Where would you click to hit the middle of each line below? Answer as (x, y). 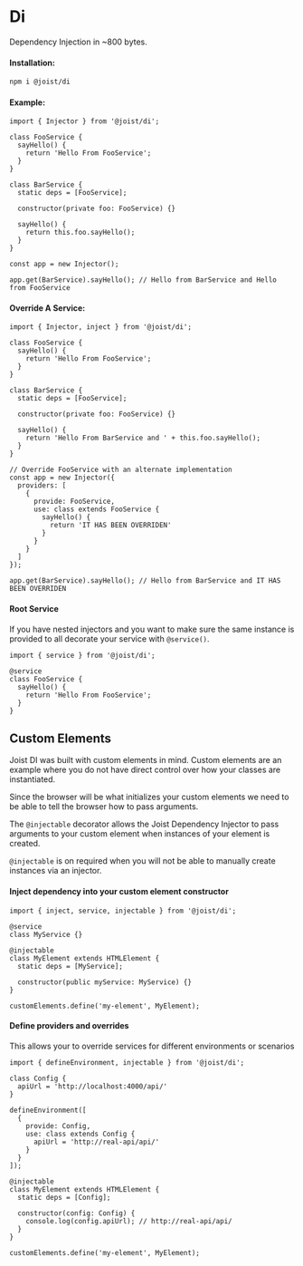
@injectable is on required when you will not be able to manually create (142, 861)
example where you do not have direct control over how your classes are (145, 770)
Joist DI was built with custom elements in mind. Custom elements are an (146, 760)
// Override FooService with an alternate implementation (121, 470)
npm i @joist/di (40, 82)
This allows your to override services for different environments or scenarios (152, 1046)
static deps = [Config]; (64, 1197)
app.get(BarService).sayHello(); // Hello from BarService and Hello (143, 280)
